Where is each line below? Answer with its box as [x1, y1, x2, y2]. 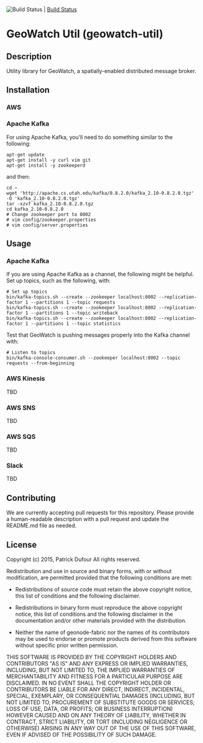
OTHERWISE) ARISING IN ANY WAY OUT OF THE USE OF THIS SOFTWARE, [6, 725, 196, 732]
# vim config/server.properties [6, 222, 88, 228]
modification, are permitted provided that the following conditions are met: [6, 574, 193, 581]
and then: [6, 173, 30, 180]
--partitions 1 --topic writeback [30, 310, 119, 316]
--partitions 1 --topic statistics [30, 321, 121, 327]
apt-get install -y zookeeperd [6, 162, 86, 169]
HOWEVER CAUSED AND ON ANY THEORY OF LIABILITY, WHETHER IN [6, 712, 187, 719]
